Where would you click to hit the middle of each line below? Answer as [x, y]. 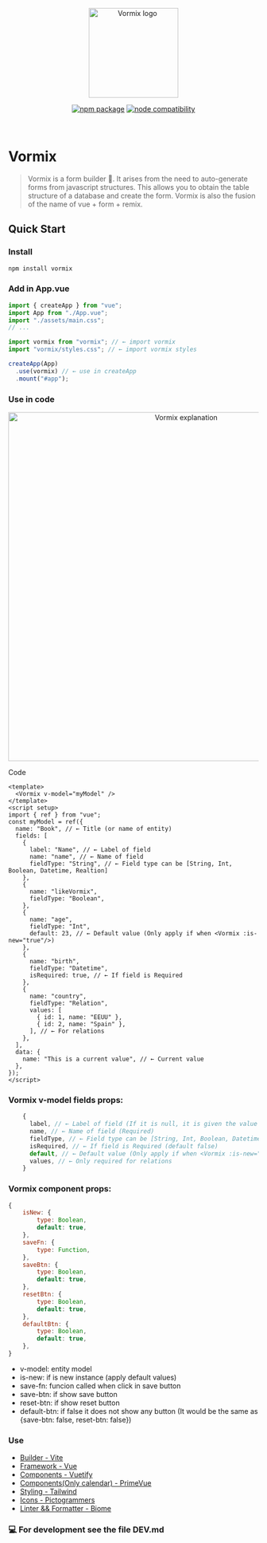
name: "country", [58, 996]
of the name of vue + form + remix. [85, 204]
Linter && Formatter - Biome [66, 1509]
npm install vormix [41, 268]
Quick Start [37, 229]
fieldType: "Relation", [69, 1003]
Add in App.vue [39, 289]
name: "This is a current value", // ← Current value [113, 1059]
